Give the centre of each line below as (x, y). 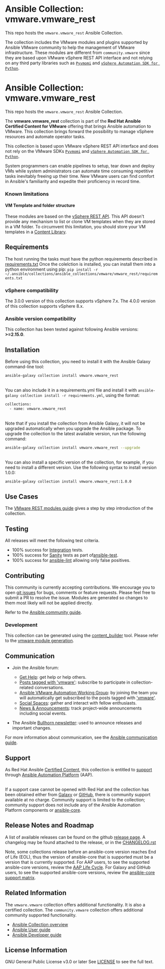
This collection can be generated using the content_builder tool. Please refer (82, 635)
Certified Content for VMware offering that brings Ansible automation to (78, 126)
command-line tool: (25, 367)
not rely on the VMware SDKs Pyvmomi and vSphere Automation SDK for (76, 151)
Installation (22, 350)
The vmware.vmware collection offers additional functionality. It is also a (75, 905)
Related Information (36, 893)
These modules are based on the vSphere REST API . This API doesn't (75, 216)
